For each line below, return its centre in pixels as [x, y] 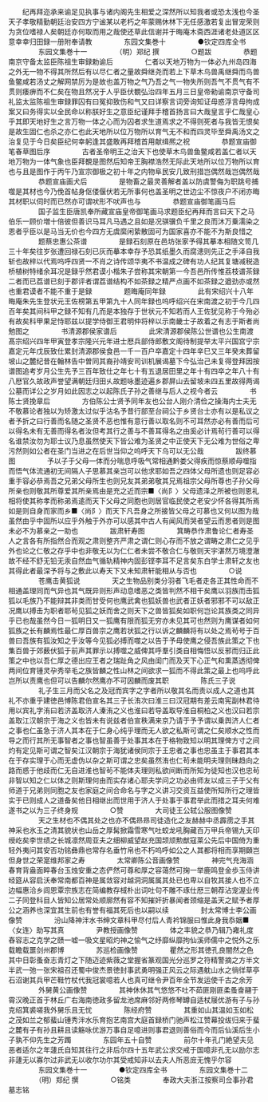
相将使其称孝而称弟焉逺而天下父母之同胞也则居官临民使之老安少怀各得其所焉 [134, 501]
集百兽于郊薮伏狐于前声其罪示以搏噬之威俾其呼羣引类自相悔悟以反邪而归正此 [134, 650]
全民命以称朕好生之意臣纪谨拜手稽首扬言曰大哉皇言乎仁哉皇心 [158, 111]
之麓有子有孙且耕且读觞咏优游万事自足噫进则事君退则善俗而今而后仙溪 [124, 1030]
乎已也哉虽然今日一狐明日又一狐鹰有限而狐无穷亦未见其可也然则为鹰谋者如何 [134, 620]
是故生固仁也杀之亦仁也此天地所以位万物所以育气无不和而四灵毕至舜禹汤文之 [134, 131]
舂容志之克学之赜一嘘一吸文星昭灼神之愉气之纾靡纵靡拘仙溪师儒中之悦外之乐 [134, 940]
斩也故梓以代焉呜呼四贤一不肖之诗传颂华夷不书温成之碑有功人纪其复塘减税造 [134, 261]
